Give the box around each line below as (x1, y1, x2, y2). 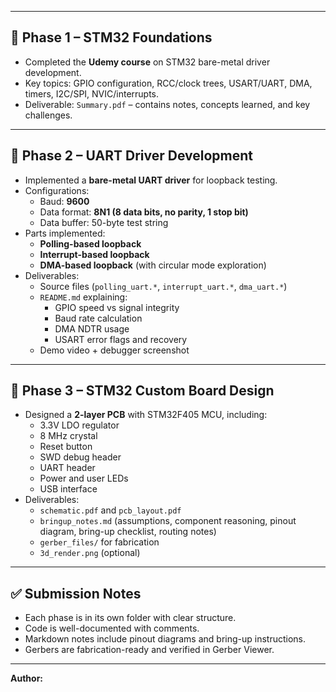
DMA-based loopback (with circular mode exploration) (39, 259, 267, 271)
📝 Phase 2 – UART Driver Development (10, 147, 253, 165)
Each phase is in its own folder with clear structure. (24, 612, 237, 624)
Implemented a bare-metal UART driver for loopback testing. (24, 174, 278, 186)
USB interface (39, 483, 98, 495)
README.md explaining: (39, 291, 128, 303)
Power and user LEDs (39, 472, 129, 485)
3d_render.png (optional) (39, 547, 141, 559)
